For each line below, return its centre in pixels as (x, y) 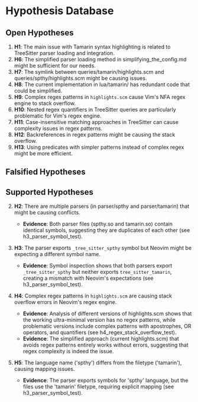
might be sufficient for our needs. (55, 66)
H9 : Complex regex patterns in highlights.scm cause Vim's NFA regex (100, 97)
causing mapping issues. (44, 369)
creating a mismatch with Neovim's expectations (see (88, 278)
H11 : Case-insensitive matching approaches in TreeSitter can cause (96, 122)
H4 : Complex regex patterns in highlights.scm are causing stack (93, 296)
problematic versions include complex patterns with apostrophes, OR (107, 326)
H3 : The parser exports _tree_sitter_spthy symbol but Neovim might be (103, 248)
